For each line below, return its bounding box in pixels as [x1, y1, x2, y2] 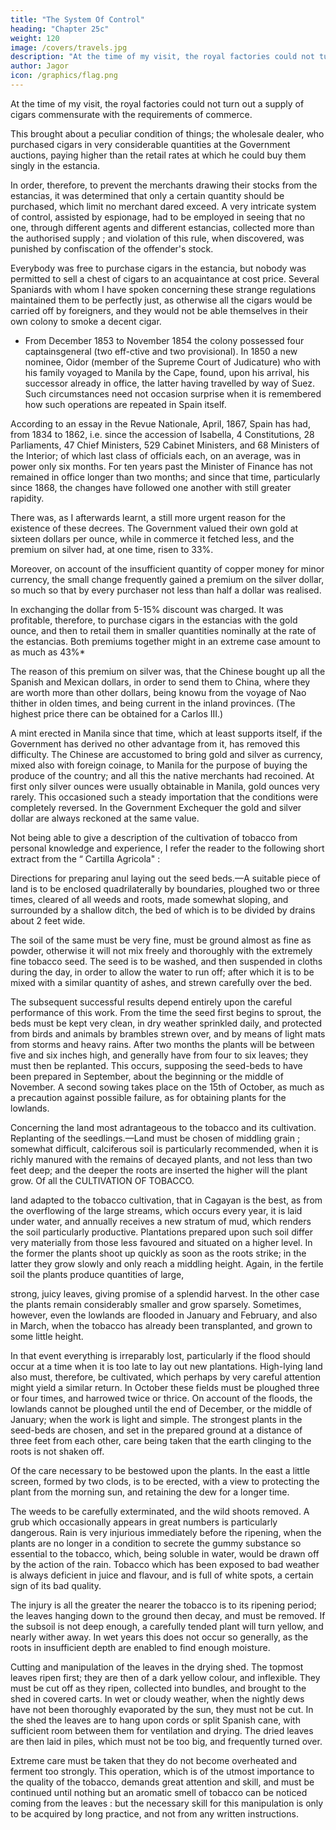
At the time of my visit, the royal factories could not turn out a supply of [10, 97, 305, 110]
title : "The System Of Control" [10, 14, 145, 25]
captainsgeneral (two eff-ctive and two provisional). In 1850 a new [24, 345, 298, 357]
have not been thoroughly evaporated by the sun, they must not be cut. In [10, 1703, 314, 1715]
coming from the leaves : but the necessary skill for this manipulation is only [10, 1797, 324, 1809]
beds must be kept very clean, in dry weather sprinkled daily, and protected [10, 1017, 322, 1029]
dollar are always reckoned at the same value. [10, 812, 200, 824]
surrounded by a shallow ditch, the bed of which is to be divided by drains [10, 904, 316, 916]
